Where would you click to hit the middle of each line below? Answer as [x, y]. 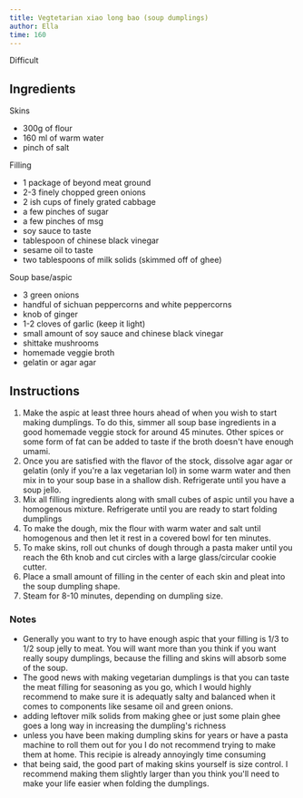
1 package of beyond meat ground [87, 183]
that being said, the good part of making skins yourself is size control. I [155, 764]
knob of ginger [50, 315]
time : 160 [28, 34]
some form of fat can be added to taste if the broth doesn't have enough [158, 442]
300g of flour [47, 129]
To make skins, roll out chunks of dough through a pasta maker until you [157, 548]
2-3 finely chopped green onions [84, 192]
